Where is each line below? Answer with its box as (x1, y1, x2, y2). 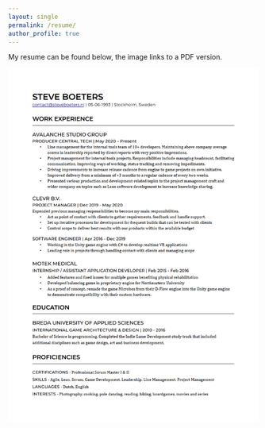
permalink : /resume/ (8, 21, 77, 29)
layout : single (8, 13, 59, 21)
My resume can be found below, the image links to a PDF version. (8, 52, 223, 62)
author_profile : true (8, 29, 80, 37)
